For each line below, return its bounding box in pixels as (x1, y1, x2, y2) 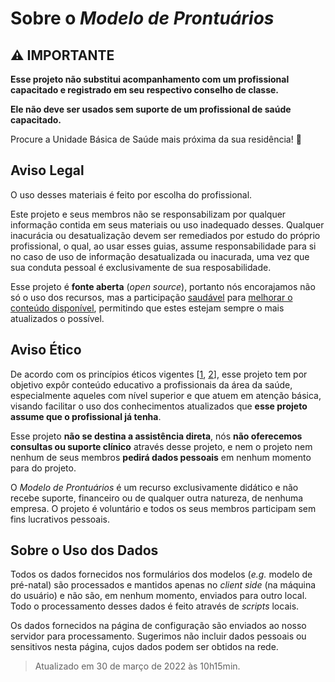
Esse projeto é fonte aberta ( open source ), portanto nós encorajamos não (10, 280, 316, 292)
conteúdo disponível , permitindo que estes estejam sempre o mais (10, 302, 285, 314)
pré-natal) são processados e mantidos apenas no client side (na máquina (10, 579, 317, 591)
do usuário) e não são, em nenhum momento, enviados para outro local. (10, 590, 308, 602)
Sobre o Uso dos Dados (10, 542, 159, 559)
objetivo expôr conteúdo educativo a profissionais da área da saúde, (10, 378, 293, 391)
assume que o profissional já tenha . (10, 410, 162, 422)
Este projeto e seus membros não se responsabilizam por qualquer (10, 208, 287, 220)
